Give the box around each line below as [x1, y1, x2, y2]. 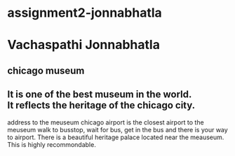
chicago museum [7, 64, 85, 76]
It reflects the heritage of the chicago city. [7, 99, 196, 111]
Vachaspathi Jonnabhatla [7, 37, 160, 53]
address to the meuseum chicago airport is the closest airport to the [7, 118, 205, 127]
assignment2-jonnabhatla [7, 5, 163, 21]
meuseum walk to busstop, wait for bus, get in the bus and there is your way [7, 125, 228, 134]
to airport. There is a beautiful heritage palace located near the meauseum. [7, 133, 224, 141]
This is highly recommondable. [7, 140, 96, 148]
